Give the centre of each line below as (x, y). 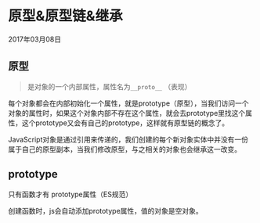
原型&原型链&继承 (65, 16)
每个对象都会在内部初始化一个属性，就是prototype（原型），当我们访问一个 (128, 103)
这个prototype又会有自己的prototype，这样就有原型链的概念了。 (125, 123)
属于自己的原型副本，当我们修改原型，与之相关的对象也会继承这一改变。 (125, 149)
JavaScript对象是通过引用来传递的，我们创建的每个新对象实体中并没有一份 (128, 139)
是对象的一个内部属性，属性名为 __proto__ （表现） (109, 86)
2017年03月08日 (34, 39)
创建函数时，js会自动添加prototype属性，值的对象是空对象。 (106, 210)
